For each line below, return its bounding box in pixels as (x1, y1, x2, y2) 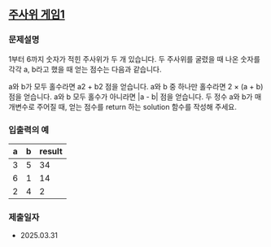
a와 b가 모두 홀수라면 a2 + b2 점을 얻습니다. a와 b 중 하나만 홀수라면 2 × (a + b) (8, 81, 264, 91)
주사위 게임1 (8, 7, 65, 22)
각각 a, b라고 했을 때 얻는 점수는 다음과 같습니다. (8, 64, 162, 74)
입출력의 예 (8, 124, 50, 136)
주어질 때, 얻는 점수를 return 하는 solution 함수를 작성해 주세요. (36, 102, 238, 111)
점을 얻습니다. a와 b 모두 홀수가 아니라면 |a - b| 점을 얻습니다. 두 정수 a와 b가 (8, 92, 253, 102)
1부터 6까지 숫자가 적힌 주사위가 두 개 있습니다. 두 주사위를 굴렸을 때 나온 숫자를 (8, 54, 260, 63)
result (39, 145, 63, 157)
